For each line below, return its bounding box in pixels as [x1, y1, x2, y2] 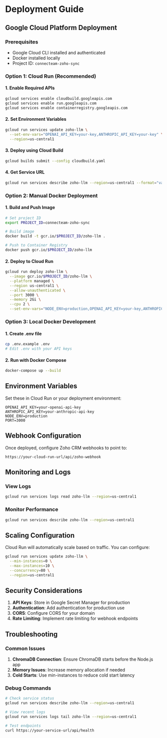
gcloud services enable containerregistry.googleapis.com [5, 105, 128, 110]
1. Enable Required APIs [5, 85, 55, 91]
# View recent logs [5, 710, 46, 715]
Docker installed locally [12, 55, 61, 61]
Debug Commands [5, 685, 51, 692]
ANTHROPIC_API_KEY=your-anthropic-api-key [5, 409, 94, 414]
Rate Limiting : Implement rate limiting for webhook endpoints [12, 615, 138, 622]
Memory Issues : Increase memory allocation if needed [12, 667, 125, 673]
